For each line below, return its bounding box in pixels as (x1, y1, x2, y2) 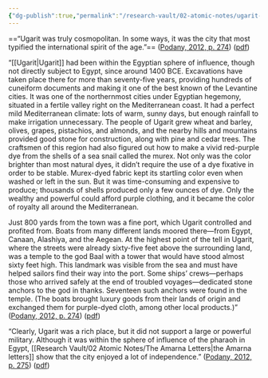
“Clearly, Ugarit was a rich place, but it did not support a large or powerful (8, 326, 251, 336)
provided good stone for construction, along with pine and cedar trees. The (8, 133, 256, 144)
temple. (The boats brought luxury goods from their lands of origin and (8, 293, 241, 304)
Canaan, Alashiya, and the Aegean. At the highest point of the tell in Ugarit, (8, 234, 254, 244)
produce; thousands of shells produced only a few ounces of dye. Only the (8, 185, 254, 194)
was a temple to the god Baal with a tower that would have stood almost (8, 251, 245, 261)
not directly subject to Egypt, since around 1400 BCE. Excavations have (8, 66, 243, 76)
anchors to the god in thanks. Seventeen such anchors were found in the (8, 285, 247, 295)
